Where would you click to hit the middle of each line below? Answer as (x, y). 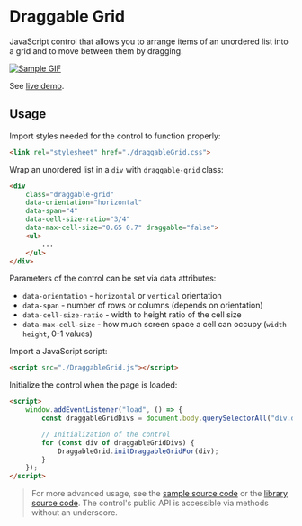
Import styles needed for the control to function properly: (115, 136)
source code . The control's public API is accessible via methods (150, 503)
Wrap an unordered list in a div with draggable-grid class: (116, 169)
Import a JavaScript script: (58, 352)
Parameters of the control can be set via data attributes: (113, 278)
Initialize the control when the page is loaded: (93, 385)
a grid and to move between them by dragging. (96, 50)
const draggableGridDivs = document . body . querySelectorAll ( (156, 418)
